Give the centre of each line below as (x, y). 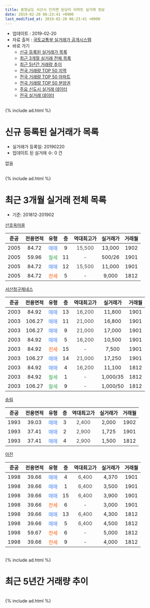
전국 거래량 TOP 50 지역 (43, 71)
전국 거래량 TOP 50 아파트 (45, 77)
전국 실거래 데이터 (37, 95)
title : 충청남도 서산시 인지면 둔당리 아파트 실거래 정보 (55, 10)
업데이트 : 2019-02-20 (34, 34)
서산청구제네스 (19, 289)
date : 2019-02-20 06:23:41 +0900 (39, 14)
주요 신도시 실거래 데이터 (43, 89)
